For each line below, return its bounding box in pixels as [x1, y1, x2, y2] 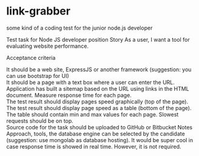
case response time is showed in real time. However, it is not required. [6, 143, 181, 150]
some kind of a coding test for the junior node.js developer [6, 24, 153, 31]
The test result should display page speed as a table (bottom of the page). [6, 104, 192, 111]
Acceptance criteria [6, 54, 56, 61]
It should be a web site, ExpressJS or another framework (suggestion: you [6, 65, 192, 73]
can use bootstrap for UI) [6, 72, 70, 79]
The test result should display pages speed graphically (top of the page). [6, 98, 189, 105]
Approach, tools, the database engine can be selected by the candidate [6, 130, 185, 137]
